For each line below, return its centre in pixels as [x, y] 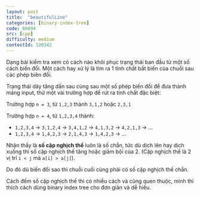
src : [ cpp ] [20, 34]
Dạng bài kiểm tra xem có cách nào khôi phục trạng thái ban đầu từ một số [98, 62]
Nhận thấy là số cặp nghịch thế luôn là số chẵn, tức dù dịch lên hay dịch [95, 145]
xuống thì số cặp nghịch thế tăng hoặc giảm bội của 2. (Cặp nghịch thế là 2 [99, 151]
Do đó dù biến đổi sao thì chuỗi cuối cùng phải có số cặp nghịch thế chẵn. [98, 169]
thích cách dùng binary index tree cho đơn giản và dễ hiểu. [79, 187]
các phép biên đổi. [29, 75]
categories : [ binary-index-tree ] [48, 23]
